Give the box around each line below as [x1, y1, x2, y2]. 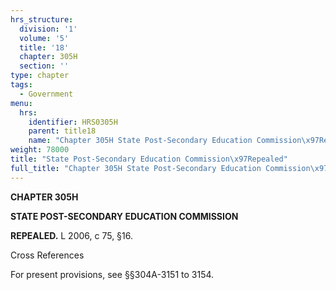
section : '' [19, 61, 70, 71]
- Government [19, 89, 74, 99]
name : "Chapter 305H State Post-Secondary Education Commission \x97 [28, 136, 320, 146]
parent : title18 [28, 126, 97, 136]
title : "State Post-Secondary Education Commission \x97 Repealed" [10, 154, 288, 164]
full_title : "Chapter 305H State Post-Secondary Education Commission [10, 163, 311, 173]
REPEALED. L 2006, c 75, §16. [10, 229, 134, 241]
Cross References [10, 249, 85, 261]
